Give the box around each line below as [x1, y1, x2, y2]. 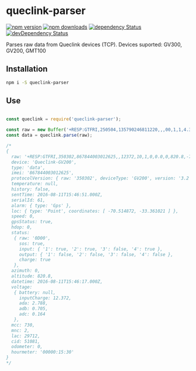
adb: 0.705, [19, 306, 48, 312]
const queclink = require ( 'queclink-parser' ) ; [6, 116, 121, 122]
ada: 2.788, [19, 300, 48, 306]
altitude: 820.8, [11, 273, 54, 279]
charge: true [19, 257, 51, 263]
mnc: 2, [11, 327, 30, 334]
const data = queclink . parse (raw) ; [6, 133, 93, 138]
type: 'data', [11, 165, 45, 171]
